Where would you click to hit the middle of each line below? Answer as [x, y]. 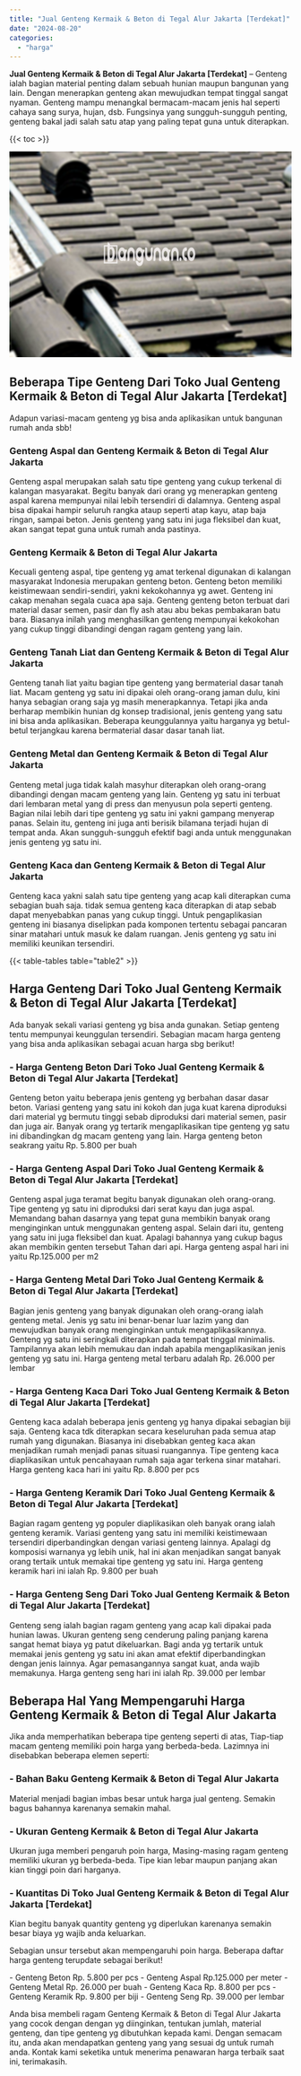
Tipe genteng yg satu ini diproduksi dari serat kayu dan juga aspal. [132, 1209]
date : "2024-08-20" [46, 28]
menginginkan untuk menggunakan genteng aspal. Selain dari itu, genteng [146, 1228]
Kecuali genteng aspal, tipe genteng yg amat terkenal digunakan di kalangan [150, 572]
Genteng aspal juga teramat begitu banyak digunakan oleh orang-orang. [142, 1199]
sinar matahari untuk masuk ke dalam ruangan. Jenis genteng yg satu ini [143, 934]
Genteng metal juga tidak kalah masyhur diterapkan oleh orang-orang [138, 784]
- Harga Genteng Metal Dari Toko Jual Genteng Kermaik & [137, 1280]
